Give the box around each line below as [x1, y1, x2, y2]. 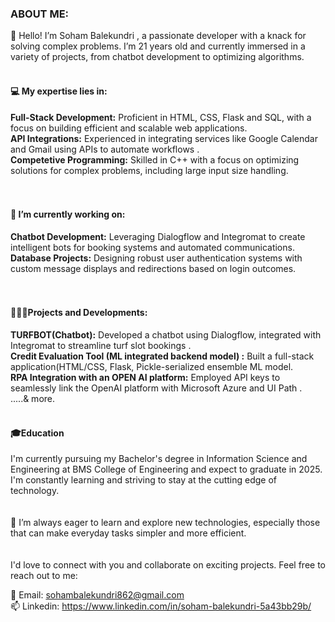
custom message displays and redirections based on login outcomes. [10, 262, 297, 274]
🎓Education [10, 427, 65, 439]
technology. [10, 485, 60, 497]
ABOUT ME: [10, 7, 70, 21]
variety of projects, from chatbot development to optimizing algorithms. [10, 51, 305, 63]
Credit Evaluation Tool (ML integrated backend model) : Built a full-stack [10, 350, 315, 362]
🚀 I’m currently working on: [10, 208, 126, 221]
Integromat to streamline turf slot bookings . [10, 339, 192, 351]
